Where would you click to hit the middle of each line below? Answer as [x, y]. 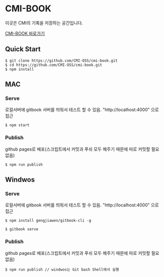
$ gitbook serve [22, 229]
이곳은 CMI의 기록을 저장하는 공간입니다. [44, 23]
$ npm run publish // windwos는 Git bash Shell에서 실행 [62, 270]
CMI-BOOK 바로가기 [25, 33]
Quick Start [23, 49]
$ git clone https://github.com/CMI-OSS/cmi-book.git [62, 60]
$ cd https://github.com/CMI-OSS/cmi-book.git [54, 65]
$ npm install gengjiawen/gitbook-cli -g [48, 221]
